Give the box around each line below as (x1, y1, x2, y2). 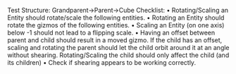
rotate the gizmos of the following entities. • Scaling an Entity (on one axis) (7, 21, 225, 29)
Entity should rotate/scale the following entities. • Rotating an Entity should (7, 13, 225, 22)
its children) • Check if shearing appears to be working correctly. (7, 58, 196, 66)
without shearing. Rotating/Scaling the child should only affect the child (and (7, 51, 230, 59)
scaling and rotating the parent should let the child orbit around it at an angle (7, 44, 230, 51)
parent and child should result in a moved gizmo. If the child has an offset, (7, 36, 223, 44)
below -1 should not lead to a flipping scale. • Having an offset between (7, 28, 216, 37)
